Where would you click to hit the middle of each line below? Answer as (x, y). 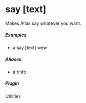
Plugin (12, 83)
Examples (16, 35)
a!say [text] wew (30, 47)
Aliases (13, 59)
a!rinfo (19, 72)
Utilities (13, 96)
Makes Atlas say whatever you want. (44, 23)
